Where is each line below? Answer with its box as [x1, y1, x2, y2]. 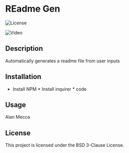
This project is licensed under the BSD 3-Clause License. [5, 142, 124, 148]
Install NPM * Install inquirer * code [12, 86, 87, 92]
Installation [5, 72, 41, 81]
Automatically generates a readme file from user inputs [5, 58, 120, 64]
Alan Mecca [5, 114, 30, 120]
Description [5, 44, 43, 53]
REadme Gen [5, 3, 61, 15]
